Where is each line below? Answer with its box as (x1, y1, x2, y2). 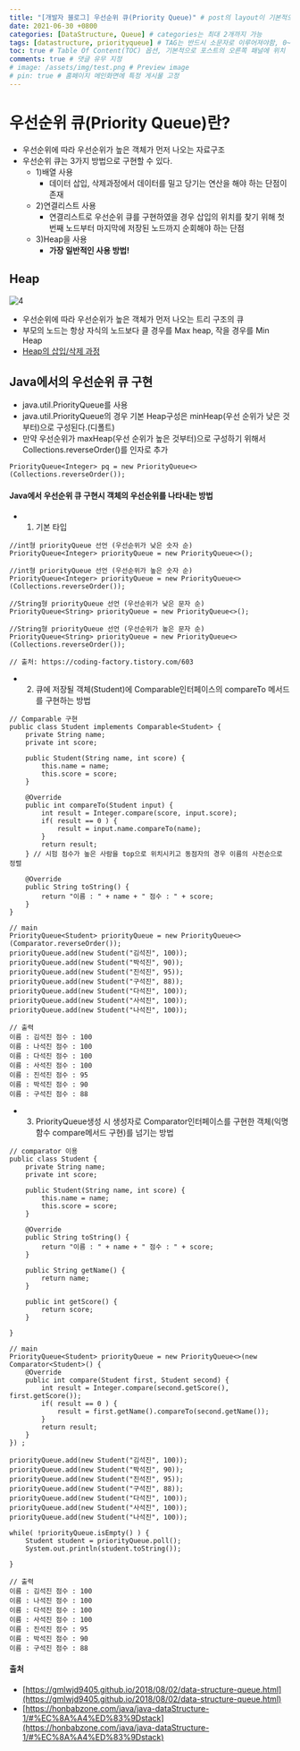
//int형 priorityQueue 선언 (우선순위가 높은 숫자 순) (9, 566, 194, 575)
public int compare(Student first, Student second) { (25, 1376, 229, 1385)
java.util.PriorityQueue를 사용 (21, 399, 129, 410)
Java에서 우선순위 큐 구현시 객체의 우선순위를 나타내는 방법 (9, 490, 213, 501)
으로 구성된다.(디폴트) (39, 422, 115, 433)
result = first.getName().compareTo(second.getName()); (56, 1407, 270, 1416)
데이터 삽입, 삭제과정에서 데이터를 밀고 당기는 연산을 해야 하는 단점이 (48, 177, 287, 188)
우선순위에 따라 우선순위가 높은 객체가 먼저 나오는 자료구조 (21, 144, 226, 155)
